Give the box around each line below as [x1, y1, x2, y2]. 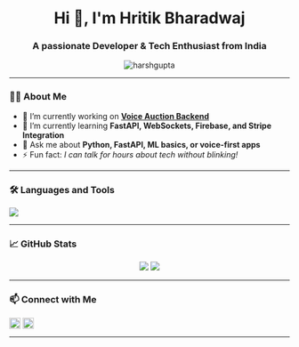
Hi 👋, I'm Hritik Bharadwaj [53, 8, 246, 28]
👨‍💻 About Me [9, 91, 67, 103]
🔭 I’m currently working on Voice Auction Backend [21, 110, 210, 121]
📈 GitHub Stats [9, 238, 77, 250]
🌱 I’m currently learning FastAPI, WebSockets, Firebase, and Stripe [21, 120, 272, 131]
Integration [21, 129, 65, 141]
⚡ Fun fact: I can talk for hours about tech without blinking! [21, 149, 238, 159]
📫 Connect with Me [9, 294, 97, 306]
